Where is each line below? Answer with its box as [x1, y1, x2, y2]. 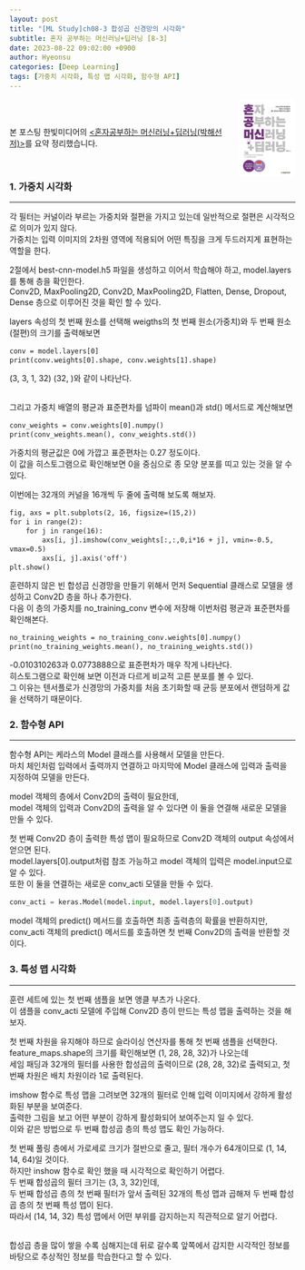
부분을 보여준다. [25, 1100, 83, 1111]
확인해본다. [9, 614, 49, 625]
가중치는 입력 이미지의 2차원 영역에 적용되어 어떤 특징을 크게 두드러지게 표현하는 [9, 234, 293, 245]
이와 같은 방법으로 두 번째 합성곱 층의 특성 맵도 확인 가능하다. [9, 1123, 225, 1134]
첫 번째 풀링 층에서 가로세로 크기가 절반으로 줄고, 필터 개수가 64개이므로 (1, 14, [9, 1142, 288, 1153]
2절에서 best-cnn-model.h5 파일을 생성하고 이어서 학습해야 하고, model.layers [9, 264, 292, 276]
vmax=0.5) [9, 545, 47, 554]
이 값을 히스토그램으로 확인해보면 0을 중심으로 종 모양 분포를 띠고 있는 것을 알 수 [9, 458, 292, 469]
